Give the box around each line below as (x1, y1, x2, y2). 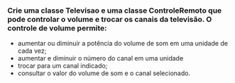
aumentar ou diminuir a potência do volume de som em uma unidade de (17, 39, 229, 48)
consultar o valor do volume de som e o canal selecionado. (17, 69, 190, 77)
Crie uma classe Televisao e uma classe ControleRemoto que (7, 6, 222, 15)
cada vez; (17, 46, 47, 55)
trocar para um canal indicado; (17, 62, 108, 70)
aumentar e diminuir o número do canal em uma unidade (17, 54, 184, 63)
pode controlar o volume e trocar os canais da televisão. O (7, 14, 212, 24)
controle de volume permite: (7, 23, 108, 33)
